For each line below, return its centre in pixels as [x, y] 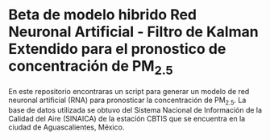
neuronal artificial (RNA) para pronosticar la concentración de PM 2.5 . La [127, 101]
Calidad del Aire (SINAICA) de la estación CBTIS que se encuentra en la [127, 119]
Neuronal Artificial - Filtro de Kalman [134, 32]
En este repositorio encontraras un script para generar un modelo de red [129, 91]
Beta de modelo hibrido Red [103, 15]
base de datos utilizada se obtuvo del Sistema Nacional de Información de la [135, 110]
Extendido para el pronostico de [117, 49]
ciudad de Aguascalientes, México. [66, 127]
